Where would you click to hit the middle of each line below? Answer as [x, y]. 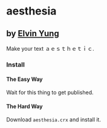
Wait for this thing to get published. [50, 92]
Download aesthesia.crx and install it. [54, 120]
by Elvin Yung [33, 34]
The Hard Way [24, 106]
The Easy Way [24, 79]
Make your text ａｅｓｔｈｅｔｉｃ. [50, 49]
